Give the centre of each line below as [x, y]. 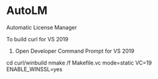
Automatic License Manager [42, 27]
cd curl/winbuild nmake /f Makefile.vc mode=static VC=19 [79, 63]
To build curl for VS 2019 [38, 39]
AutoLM [27, 11]
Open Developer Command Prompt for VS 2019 [75, 51]
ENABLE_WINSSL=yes [34, 69]
